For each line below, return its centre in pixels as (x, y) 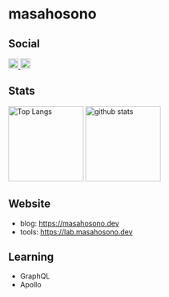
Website (29, 204)
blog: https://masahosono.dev (70, 223)
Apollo (30, 285)
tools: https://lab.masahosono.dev (76, 232)
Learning (31, 257)
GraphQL (35, 276)
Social (24, 44)
